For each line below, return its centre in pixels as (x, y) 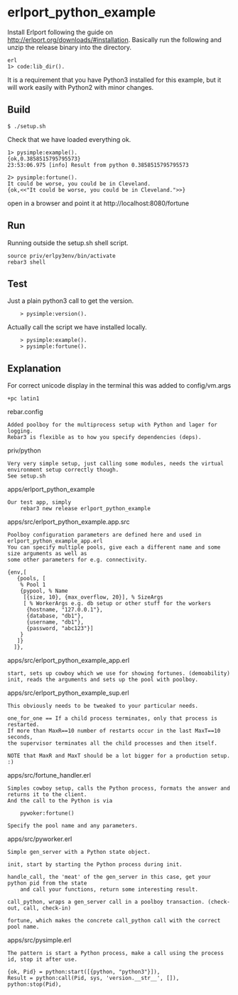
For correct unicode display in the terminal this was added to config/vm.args (119, 386)
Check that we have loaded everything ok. (69, 139)
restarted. (23, 725)
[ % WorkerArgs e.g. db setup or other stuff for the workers (117, 604)
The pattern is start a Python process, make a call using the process (115, 953)
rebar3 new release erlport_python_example (86, 509)
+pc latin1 (23, 399)
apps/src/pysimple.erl (39, 940)
